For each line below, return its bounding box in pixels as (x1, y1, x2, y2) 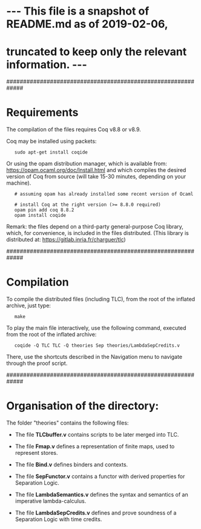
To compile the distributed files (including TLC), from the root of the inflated (6, 296, 196, 302)
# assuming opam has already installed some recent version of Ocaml (14, 191, 194, 197)
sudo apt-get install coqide (14, 149, 88, 155)
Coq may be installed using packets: (6, 138, 97, 145)
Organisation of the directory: (6, 399, 159, 413)
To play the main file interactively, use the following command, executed (6, 324, 186, 332)
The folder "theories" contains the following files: (6, 419, 129, 426)
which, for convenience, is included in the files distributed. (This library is (6, 230, 189, 237)
